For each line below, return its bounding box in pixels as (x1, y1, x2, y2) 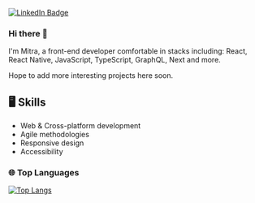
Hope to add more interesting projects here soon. (8, 71, 173, 80)
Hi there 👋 (8, 28, 49, 39)
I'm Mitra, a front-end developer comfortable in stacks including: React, (8, 46, 248, 56)
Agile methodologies (19, 130, 89, 140)
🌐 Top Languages (8, 167, 80, 179)
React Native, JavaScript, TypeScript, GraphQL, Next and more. (8, 55, 221, 65)
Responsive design (19, 138, 84, 148)
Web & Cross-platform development (19, 121, 141, 131)
